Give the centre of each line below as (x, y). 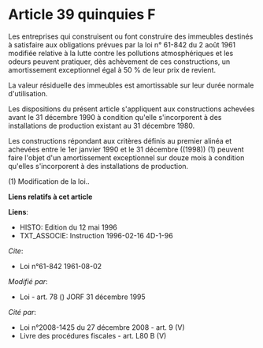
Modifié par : (28, 281)
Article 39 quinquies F (82, 15)
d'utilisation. (28, 93)
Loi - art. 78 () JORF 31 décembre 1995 (82, 297)
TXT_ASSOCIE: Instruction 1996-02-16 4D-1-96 (96, 235)
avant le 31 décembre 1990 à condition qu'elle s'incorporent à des (115, 117)
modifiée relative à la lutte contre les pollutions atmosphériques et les (121, 53)
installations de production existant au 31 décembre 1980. (102, 125)
